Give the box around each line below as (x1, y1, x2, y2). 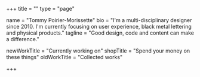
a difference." (6, 36, 40, 42)
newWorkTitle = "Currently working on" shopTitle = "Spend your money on (6, 47, 190, 54)
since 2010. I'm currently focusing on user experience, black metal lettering (6, 23, 192, 30)
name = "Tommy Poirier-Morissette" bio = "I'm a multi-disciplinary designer (6, 17, 192, 23)
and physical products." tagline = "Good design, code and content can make (6, 29, 194, 36)
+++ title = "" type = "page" (6, 5, 75, 12)
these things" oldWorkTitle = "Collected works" (6, 54, 123, 60)
